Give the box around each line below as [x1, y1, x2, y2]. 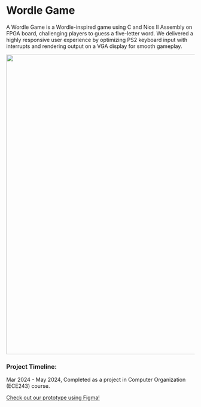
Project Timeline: [6, 362, 57, 370]
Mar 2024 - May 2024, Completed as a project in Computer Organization [6, 376, 186, 384]
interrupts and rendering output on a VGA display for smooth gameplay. [6, 43, 182, 50]
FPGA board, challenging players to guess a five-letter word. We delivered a [6, 29, 193, 37]
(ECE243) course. [6, 382, 50, 390]
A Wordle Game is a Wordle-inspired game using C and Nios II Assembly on [6, 23, 193, 31]
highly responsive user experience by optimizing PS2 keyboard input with [6, 36, 188, 43]
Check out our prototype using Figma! [6, 394, 100, 402]
